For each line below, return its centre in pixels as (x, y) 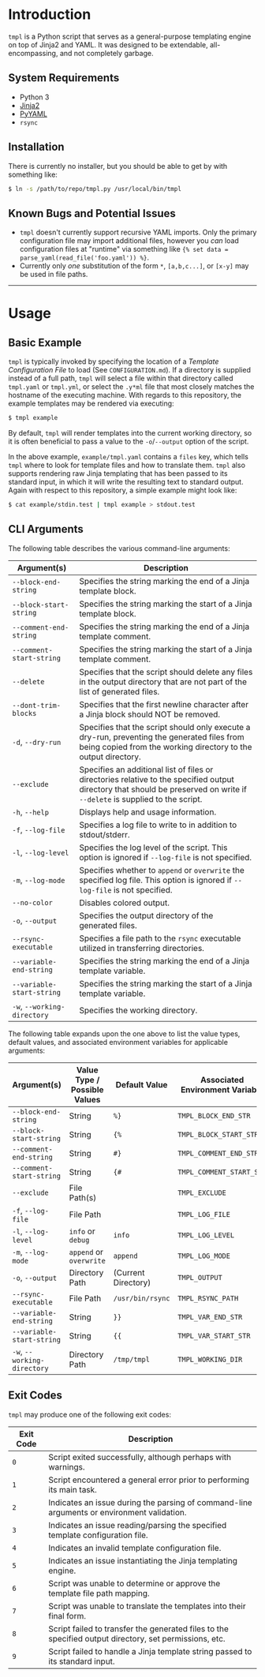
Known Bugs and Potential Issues (92, 213)
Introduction (50, 15)
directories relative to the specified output (156, 779)
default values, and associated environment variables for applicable (118, 1042)
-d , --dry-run (37, 742)
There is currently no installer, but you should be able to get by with (118, 166)
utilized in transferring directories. (142, 948)
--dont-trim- (37, 705)
